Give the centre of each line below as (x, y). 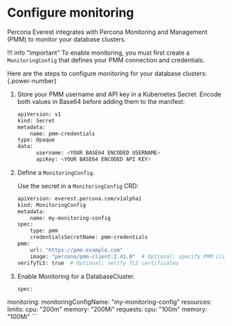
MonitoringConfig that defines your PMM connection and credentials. (106, 60)
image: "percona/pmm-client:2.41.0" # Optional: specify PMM (122, 256)
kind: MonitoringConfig (52, 205)
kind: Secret (36, 120)
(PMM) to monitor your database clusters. (67, 39)
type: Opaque (36, 140)
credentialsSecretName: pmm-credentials (89, 237)
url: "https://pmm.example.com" (77, 250)
